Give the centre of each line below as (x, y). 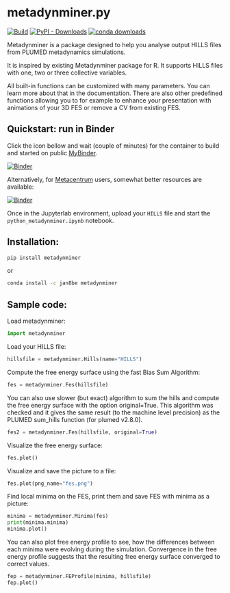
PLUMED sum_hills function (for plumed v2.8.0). (75, 419)
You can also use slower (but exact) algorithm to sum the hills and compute (113, 397)
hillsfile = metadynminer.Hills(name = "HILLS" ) (75, 359)
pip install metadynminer (44, 258)
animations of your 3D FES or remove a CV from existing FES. (94, 107)
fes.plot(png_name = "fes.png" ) (50, 484)
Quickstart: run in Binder (61, 129)
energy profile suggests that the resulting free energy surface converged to (114, 556)
